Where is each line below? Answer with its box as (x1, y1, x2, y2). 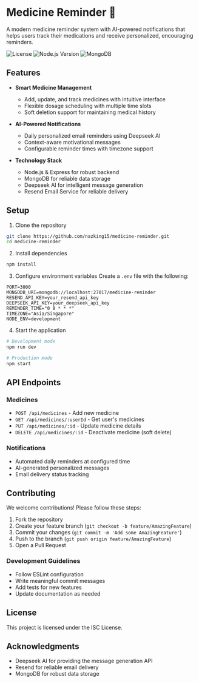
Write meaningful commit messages (15, 577, 106, 584)
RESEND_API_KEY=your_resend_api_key (6, 295, 99, 301)
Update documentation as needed (15, 590, 101, 597)
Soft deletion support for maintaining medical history (24, 109, 156, 116)
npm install (6, 261, 36, 267)
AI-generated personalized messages (15, 464, 110, 471)
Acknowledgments (6, 641, 80, 651)
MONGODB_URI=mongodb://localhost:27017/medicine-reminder (6, 289, 156, 296)
